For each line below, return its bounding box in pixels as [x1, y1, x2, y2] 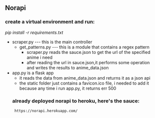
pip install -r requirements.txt [5, 29, 64, 35]
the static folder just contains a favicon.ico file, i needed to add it [19, 80, 149, 86]
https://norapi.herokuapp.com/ [14, 108, 78, 113]
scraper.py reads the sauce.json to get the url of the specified [26, 49, 151, 55]
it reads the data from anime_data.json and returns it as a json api [19, 75, 151, 81]
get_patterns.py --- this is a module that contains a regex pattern [19, 44, 150, 50]
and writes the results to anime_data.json [26, 65, 109, 70]
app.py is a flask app [12, 70, 54, 76]
